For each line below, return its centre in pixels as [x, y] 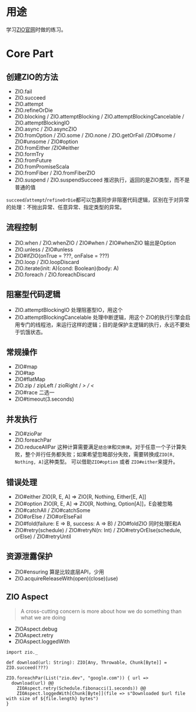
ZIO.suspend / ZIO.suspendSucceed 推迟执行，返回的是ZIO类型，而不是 [102, 180]
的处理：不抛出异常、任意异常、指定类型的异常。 [65, 207]
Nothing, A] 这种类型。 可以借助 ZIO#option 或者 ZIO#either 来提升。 [96, 462]
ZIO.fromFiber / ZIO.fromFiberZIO [55, 173]
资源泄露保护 [29, 557]
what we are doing [43, 617]
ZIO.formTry [29, 154]
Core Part [30, 54]
